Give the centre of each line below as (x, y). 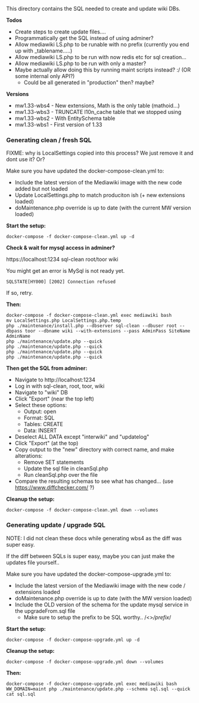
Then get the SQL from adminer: (47, 368)
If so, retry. (20, 293)
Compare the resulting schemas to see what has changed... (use (94, 481)
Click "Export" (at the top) (46, 443)
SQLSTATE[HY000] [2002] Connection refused (61, 282)
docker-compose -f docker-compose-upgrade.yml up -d (73, 640)
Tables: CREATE (43, 424)
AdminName (18, 337)
